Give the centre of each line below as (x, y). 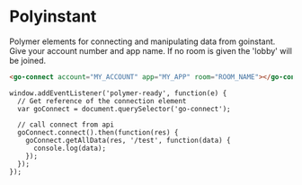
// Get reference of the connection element (102, 101)
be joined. (28, 60)
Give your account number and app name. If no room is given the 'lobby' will (151, 50)
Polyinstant (53, 17)
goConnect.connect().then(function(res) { (98, 132)
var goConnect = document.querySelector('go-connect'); (124, 109)
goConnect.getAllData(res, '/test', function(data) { (128, 140)
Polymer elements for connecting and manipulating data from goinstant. (142, 41)
